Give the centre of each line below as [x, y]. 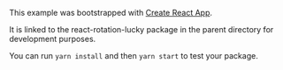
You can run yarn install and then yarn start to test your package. [134, 56]
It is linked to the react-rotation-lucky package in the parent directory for [141, 29]
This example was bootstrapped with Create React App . [111, 13]
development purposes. [53, 39]
